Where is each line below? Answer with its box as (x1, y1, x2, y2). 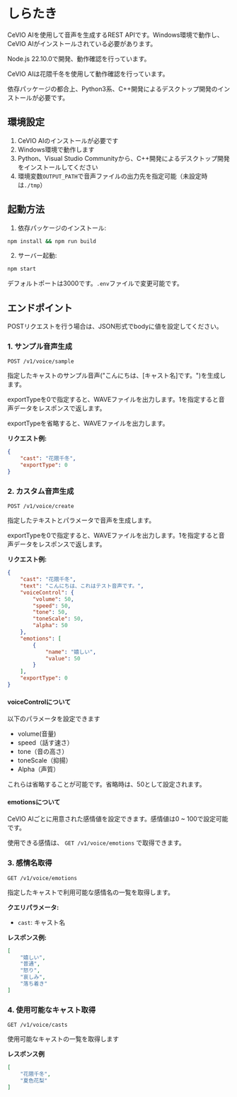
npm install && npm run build (7, 237, 97, 244)
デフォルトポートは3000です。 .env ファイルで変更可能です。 (7, 279, 183, 288)
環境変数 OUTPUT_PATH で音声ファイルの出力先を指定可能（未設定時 (17, 171, 208, 180)
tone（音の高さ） (17, 748, 69, 756)
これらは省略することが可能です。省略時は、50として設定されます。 (7, 780, 206, 789)
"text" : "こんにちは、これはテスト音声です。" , (20, 582, 144, 590)
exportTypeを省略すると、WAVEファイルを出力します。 (7, 419, 169, 428)
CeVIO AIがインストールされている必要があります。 (7, 39, 157, 47)
